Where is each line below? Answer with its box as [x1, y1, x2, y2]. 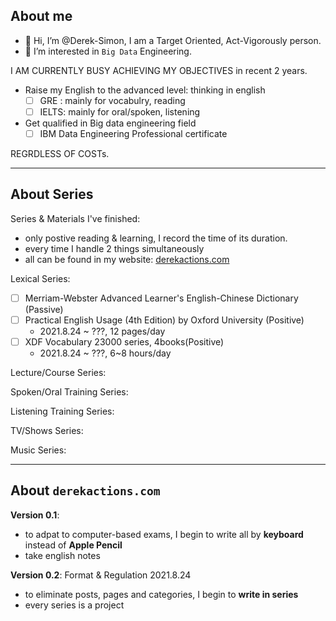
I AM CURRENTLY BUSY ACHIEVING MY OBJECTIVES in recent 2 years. [10, 64, 308, 76]
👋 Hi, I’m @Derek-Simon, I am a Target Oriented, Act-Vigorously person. [24, 34, 322, 46]
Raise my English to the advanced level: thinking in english [24, 84, 266, 96]
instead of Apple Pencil [24, 539, 123, 551]
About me [10, 8, 73, 25]
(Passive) [24, 303, 64, 315]
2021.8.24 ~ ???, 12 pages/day [39, 325, 166, 337]
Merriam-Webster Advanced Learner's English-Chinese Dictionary [24, 292, 299, 304]
